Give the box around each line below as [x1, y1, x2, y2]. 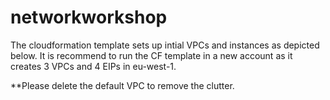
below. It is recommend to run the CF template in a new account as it [10, 49, 293, 61]
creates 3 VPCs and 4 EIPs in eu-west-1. [10, 60, 177, 72]
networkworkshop [10, 6, 168, 29]
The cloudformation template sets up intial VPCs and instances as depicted [10, 39, 320, 51]
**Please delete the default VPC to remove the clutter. [10, 79, 235, 91]
